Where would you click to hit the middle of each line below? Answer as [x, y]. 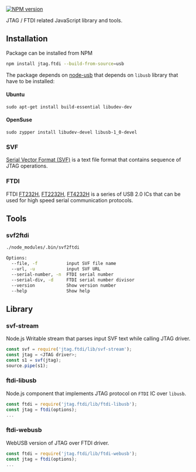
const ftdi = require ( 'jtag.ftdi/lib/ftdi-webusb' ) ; [72, 454]
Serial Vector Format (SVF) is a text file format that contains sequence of [94, 160]
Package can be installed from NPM [49, 53]
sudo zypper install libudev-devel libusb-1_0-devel [72, 133]
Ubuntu [16, 94]
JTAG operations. [27, 166]
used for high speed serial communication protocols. [70, 200]
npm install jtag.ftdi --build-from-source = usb [65, 64]
